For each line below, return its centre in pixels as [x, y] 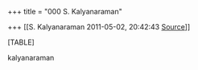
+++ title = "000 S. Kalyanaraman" [65, 12]
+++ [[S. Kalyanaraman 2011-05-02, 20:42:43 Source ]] [99, 27]
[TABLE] [21, 42]
